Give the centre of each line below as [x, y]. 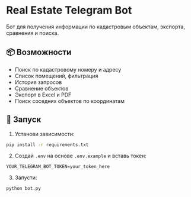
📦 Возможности [39, 52]
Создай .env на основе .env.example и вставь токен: [81, 156]
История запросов [38, 82]
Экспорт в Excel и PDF [43, 95]
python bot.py [24, 189]
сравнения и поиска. [33, 33]
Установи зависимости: [45, 134]
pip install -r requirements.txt [47, 145]
